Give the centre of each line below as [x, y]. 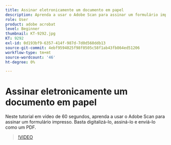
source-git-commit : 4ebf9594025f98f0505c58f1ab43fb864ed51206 [73, 48]
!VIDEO [25, 137]
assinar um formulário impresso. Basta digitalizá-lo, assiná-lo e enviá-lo [80, 122]
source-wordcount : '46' [31, 57]
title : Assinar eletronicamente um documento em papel [65, 10]
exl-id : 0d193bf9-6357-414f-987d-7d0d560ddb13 [55, 43]
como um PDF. [21, 127]
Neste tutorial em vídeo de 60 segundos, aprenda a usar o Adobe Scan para [85, 117]
